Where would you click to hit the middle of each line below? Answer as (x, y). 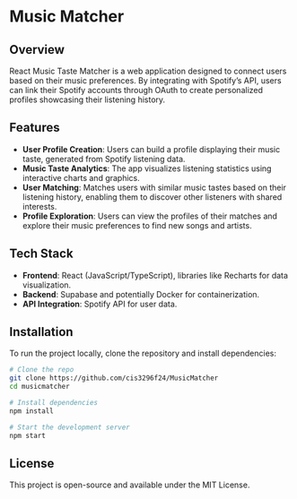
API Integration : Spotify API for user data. (100, 304)
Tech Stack (41, 254)
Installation (41, 332)
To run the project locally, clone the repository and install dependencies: (143, 353)
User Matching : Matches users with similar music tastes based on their (154, 187)
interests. (39, 206)
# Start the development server (70, 427)
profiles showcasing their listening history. (87, 99)
